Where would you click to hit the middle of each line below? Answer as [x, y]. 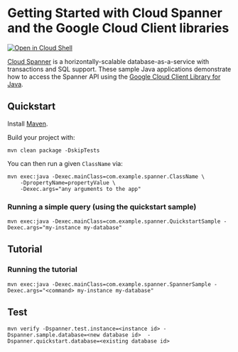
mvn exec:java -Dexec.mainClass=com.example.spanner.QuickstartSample [114, 221]
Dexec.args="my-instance [44, 228]
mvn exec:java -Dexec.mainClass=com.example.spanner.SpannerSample [109, 284]
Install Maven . [28, 123]
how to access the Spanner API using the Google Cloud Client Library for [114, 77]
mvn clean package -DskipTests [54, 150]
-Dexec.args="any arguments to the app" [81, 189]
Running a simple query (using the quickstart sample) [102, 207]
